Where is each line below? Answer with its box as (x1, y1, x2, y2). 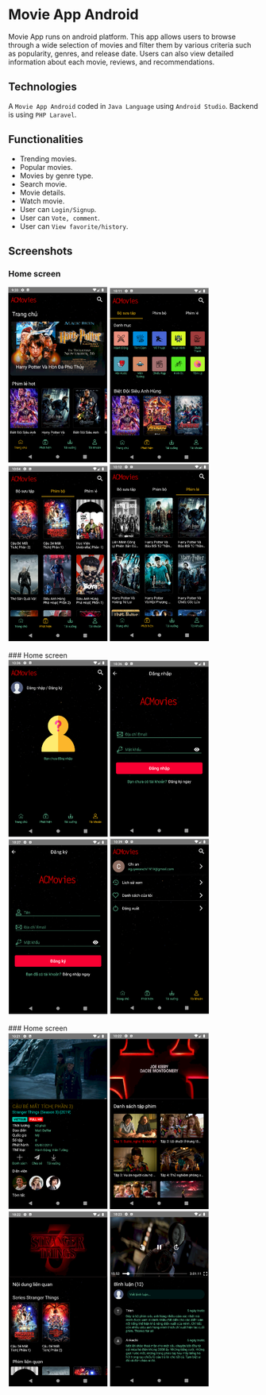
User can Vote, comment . (19, 213, 101, 222)
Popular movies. (19, 162, 73, 172)
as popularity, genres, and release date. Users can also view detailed (8, 48, 234, 58)
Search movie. (19, 179, 67, 188)
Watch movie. (19, 196, 65, 206)
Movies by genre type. (19, 171, 94, 180)
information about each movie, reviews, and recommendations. (8, 57, 215, 67)
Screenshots (8, 244, 73, 257)
